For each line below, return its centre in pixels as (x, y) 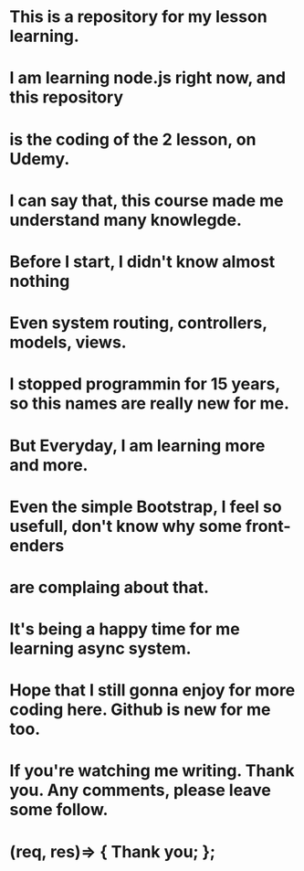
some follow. (59, 810)
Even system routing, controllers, (138, 323)
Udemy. (40, 159)
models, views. (68, 342)
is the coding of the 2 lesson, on (133, 139)
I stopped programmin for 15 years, (145, 384)
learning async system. (100, 648)
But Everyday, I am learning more (137, 446)
